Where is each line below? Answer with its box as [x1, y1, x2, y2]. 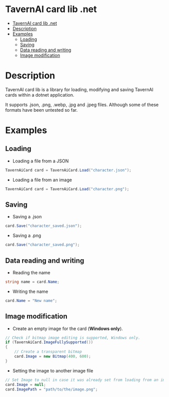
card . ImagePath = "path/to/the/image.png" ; [5, 386, 98, 392]
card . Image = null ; [5, 382, 46, 387]
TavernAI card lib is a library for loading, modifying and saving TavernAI [5, 87, 153, 93]
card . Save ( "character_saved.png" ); [5, 243, 80, 248]
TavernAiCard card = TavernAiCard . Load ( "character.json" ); [5, 168, 132, 173]
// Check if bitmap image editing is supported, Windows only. [5, 335, 141, 340]
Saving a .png [12, 232, 41, 239]
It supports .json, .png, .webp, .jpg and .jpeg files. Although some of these [5, 102, 159, 108]
